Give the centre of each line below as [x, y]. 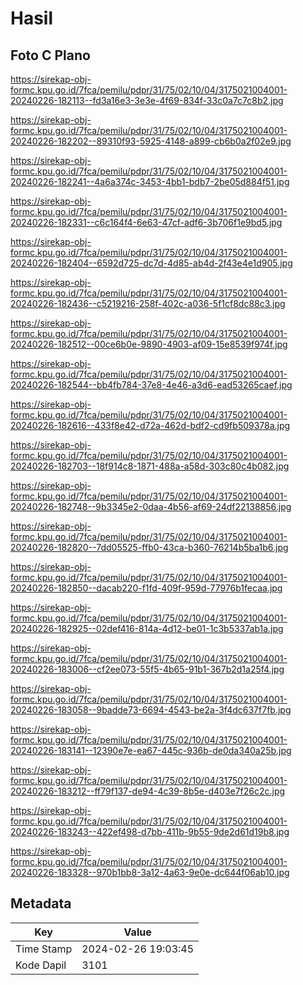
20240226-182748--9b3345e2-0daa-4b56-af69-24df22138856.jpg [151, 506]
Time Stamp [44, 949]
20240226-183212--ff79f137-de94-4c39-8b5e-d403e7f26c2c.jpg [148, 791]
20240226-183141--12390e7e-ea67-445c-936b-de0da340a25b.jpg [151, 750]
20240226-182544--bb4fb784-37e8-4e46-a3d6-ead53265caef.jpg [151, 385]
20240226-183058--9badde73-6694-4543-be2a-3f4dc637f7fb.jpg [151, 710]
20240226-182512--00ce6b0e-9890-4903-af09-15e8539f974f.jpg [149, 344]
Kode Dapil [41, 965]
